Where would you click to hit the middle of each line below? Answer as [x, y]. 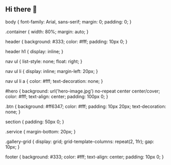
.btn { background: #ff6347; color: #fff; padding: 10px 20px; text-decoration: [86, 106]
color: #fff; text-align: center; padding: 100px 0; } [57, 96]
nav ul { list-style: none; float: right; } [44, 61]
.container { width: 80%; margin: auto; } [47, 32]
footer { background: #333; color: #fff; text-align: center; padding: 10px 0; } [85, 157]
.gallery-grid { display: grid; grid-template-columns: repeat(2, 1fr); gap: [80, 142]
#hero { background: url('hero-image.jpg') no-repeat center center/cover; [83, 91]
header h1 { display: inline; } [34, 51]
